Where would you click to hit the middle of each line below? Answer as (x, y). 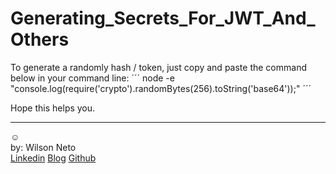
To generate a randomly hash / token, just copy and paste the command (158, 67)
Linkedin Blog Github (53, 158)
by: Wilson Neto (43, 147)
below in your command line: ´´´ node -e (92, 78)
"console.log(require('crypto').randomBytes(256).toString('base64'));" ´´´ (161, 88)
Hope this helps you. (53, 108)
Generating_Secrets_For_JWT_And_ (163, 18)
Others (40, 39)
